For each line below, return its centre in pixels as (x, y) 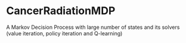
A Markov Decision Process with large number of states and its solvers (93, 27)
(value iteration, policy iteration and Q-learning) (64, 33)
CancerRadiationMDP (61, 11)
